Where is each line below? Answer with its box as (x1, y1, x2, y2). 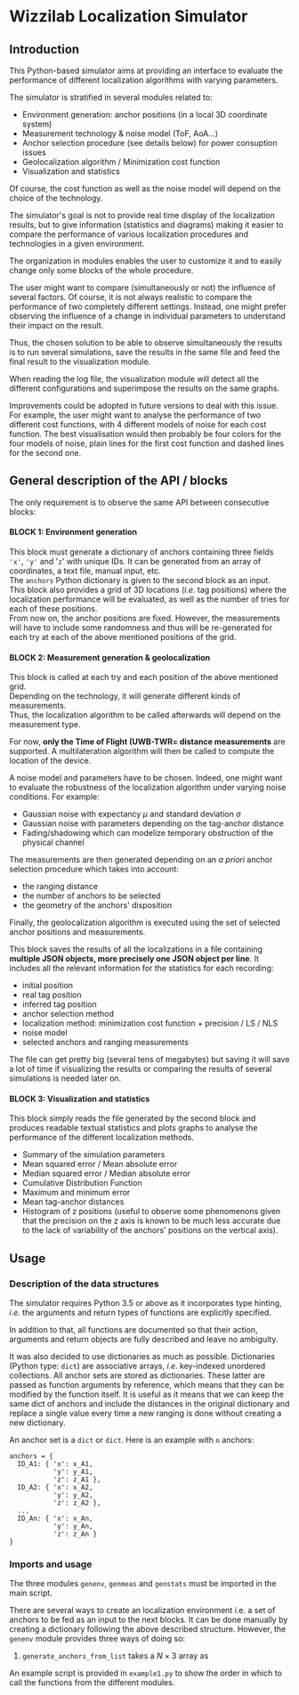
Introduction (9, 42, 80, 57)
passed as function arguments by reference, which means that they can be (9, 1380, 285, 1391)
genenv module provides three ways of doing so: (9, 1634, 185, 1644)
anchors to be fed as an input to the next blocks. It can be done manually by (9, 1614, 288, 1626)
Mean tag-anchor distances (21, 1196, 125, 1207)
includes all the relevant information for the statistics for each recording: (9, 963, 274, 974)
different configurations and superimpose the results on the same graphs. (9, 383, 280, 393)
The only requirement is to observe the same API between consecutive (9, 497, 270, 507)
